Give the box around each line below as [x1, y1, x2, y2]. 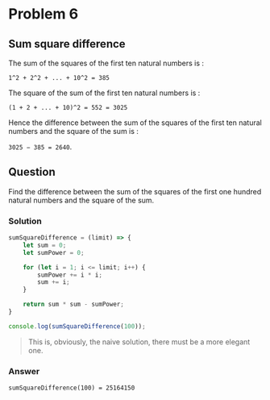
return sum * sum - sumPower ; [23, 300, 125, 309]
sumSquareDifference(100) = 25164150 [8, 384, 135, 392]
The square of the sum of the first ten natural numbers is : [8, 88, 201, 98]
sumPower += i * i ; [37, 271, 103, 279]
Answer [8, 365, 40, 377]
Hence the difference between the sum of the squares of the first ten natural [8, 118, 262, 127]
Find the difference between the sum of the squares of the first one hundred [8, 186, 262, 196]
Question [8, 165, 56, 179]
